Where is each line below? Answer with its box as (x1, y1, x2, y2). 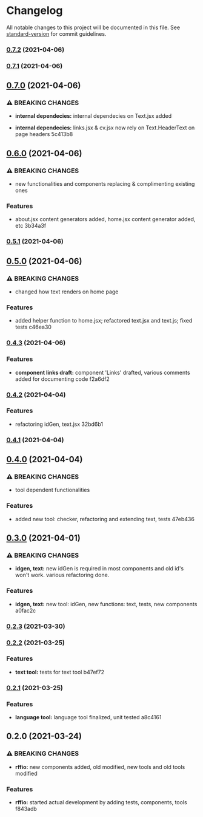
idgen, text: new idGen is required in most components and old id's (15, 565, 184, 572)
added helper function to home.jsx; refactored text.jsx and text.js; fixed (15, 317, 193, 324)
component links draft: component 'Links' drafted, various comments (15, 369, 190, 376)
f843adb (15, 805, 38, 813)
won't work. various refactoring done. (15, 572, 110, 579)
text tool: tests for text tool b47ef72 (15, 668, 105, 675)
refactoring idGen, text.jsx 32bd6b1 (15, 420, 104, 428)
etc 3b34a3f (15, 222, 47, 230)
